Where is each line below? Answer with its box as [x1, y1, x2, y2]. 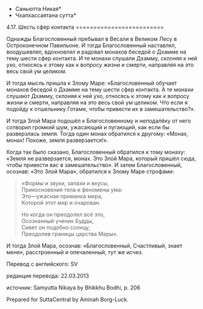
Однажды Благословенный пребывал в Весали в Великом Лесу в [6, 35, 177, 42]
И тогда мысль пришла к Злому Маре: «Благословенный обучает [6, 79, 177, 87]
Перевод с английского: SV [6, 260, 78, 268]
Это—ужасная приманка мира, [21, 193, 103, 200]
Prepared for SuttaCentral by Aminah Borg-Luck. [6, 296, 129, 303]
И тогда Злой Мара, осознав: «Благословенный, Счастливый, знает [6, 242, 183, 249]
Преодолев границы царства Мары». [21, 230, 118, 237]
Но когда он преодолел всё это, [21, 211, 105, 218]
